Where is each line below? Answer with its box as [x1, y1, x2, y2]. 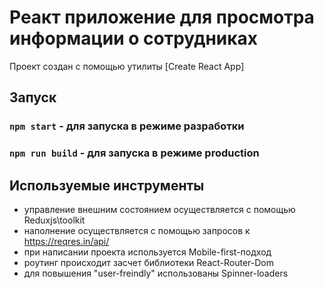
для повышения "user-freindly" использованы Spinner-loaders [23, 267, 289, 279]
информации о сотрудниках [9, 27, 259, 50]
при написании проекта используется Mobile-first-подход [23, 246, 272, 258]
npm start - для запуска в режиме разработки [9, 119, 245, 133]
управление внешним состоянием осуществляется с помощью [23, 203, 296, 215]
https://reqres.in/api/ [23, 235, 110, 247]
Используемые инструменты [9, 177, 205, 194]
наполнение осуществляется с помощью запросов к [23, 224, 251, 236]
